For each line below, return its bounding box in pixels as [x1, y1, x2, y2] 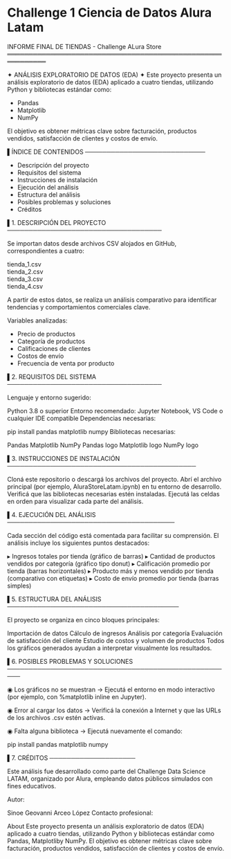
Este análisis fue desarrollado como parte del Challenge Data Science [7, 767, 206, 775]
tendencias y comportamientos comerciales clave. [7, 302, 151, 311]
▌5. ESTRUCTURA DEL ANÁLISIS [7, 595, 102, 603]
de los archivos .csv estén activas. [7, 713, 106, 721]
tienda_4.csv [7, 282, 44, 290]
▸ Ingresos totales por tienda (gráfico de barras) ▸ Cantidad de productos [7, 552, 216, 560]
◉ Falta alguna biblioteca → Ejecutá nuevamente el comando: [7, 727, 183, 735]
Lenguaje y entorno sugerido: [7, 393, 91, 401]
